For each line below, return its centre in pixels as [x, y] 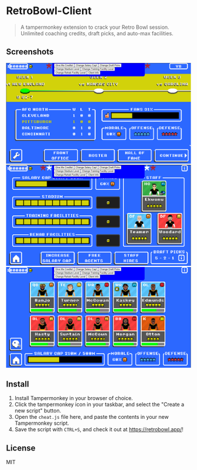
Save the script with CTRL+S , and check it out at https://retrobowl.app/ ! [99, 429]
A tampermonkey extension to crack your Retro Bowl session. [95, 27]
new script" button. [38, 411]
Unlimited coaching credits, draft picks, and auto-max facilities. [97, 33]
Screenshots [30, 52]
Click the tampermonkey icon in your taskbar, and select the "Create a [99, 405]
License [21, 448]
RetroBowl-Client [49, 11]
